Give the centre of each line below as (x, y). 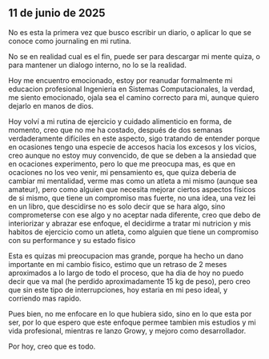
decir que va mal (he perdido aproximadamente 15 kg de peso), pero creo (129, 281)
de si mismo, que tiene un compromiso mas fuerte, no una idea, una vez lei (132, 197)
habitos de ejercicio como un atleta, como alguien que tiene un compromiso (133, 232)
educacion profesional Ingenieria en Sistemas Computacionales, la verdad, (132, 89)
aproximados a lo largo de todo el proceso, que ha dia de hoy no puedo (126, 273)
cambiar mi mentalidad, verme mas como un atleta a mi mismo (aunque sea (133, 181)
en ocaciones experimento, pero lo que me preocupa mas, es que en (122, 164)
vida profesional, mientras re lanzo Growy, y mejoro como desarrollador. (127, 330)
